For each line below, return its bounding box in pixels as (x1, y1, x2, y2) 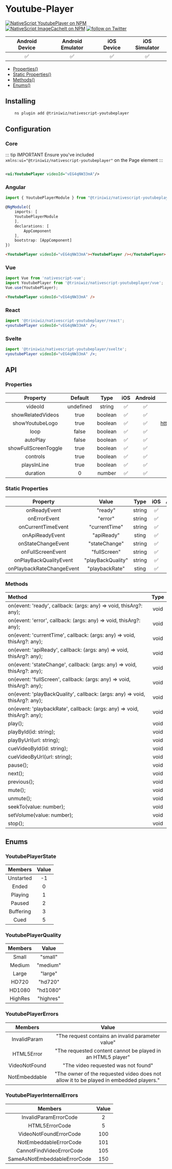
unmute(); (8, 795, 32, 802)
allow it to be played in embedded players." (56, 1076, 160, 1083)
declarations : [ (14, 223, 50, 228)
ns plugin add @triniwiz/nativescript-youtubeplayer (14, 111, 130, 116)
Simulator (135, 44, 160, 51)
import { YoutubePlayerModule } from (5, 195, 86, 200)
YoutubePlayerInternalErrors (5, 1092, 78, 1099)
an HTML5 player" (86, 1053, 131, 1060)
